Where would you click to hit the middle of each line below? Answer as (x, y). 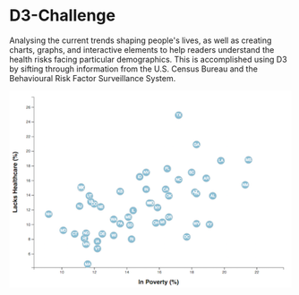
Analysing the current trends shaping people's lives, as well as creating (141, 40)
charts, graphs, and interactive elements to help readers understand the (142, 49)
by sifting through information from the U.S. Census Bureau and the (133, 69)
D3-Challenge (63, 16)
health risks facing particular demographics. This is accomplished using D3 (149, 59)
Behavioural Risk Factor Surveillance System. (93, 78)
